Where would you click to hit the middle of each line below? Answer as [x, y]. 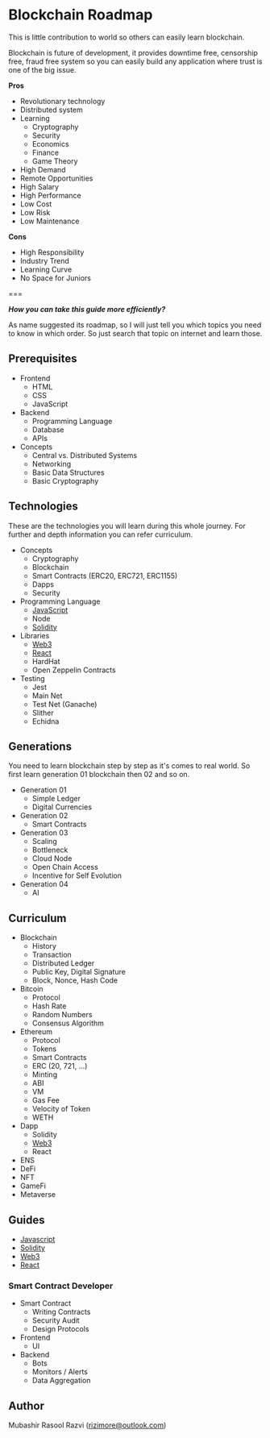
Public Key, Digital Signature [79, 972]
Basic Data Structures [68, 472]
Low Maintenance [50, 221]
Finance [45, 152]
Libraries [35, 635]
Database [48, 430]
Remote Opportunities [56, 178]
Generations [40, 746]
